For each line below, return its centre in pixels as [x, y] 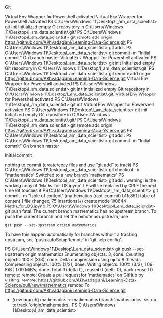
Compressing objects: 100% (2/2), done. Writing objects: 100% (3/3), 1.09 [79, 264]
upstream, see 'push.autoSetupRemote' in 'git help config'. [64, 240]
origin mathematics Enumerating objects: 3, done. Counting [84, 254]
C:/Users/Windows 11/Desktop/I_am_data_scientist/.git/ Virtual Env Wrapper [81, 94]
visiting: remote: [21, 280]
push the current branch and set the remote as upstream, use [66, 216]
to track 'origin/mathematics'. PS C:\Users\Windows [64, 305]
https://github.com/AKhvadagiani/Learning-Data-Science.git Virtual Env [77, 78]
